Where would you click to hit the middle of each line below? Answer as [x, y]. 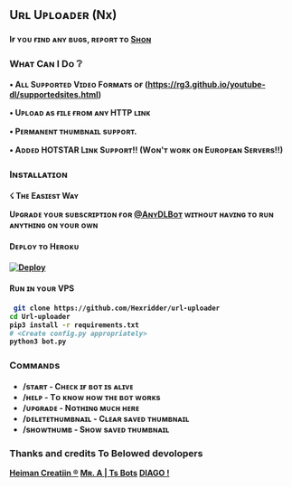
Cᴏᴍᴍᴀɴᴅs [35, 366]
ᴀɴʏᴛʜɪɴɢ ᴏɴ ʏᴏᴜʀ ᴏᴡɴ [54, 225]
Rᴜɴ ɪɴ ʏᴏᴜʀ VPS [42, 288]
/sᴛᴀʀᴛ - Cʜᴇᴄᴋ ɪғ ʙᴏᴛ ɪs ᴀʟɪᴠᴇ [78, 386]
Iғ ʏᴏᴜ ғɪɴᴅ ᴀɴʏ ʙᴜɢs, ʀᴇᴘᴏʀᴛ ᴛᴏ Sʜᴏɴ [80, 39]
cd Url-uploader [40, 316]
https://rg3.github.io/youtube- [207, 85]
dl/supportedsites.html [54, 95]
